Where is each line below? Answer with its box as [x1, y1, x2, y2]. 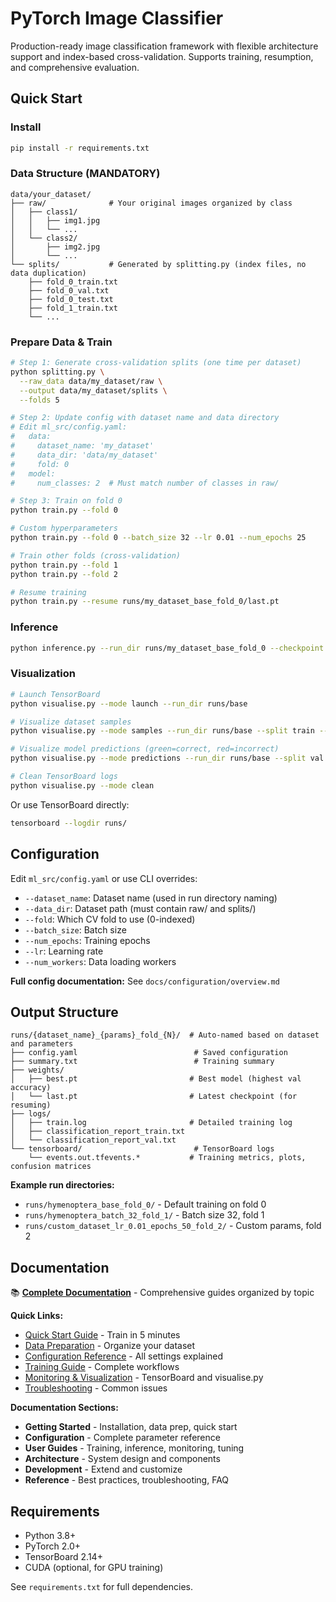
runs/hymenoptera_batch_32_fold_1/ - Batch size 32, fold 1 [24, 1209, 265, 1221]
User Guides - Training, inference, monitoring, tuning [24, 1442, 245, 1454]
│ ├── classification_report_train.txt [10, 1127, 186, 1137]
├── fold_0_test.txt [28, 294, 114, 304]
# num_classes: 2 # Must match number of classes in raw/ [10, 478, 280, 488]
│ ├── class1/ [10, 207, 78, 217]
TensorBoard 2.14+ [24, 1550, 103, 1562]
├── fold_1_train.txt [28, 303, 118, 313]
